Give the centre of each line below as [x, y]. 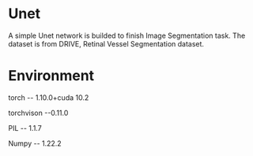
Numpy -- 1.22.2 [35, 143]
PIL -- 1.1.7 [25, 128]
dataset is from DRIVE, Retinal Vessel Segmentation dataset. [106, 43]
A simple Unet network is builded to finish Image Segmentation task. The [127, 35]
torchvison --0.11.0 [38, 113]
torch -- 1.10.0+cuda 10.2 [49, 97]
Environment [51, 76]
